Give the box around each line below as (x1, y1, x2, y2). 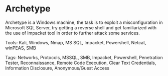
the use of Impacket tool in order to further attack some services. (5, 30, 140, 36)
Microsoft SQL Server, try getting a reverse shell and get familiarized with (5, 24, 157, 30)
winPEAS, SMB (5, 45, 36, 51)
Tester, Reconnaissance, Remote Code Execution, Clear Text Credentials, (5, 60, 156, 66)
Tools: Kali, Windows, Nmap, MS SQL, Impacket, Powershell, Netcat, (5, 39, 146, 45)
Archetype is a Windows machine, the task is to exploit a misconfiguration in (5, 19, 163, 25)
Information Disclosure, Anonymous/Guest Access (5, 65, 109, 71)
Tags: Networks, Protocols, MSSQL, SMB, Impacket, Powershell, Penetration (5, 54, 163, 60)
